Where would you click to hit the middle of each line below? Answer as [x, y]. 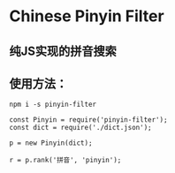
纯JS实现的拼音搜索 [63, 51]
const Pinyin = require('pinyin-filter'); [88, 120]
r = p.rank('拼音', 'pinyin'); [65, 161]
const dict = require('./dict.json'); [80, 128]
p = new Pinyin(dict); [51, 143]
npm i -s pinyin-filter [53, 105]
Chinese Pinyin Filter [87, 16]
